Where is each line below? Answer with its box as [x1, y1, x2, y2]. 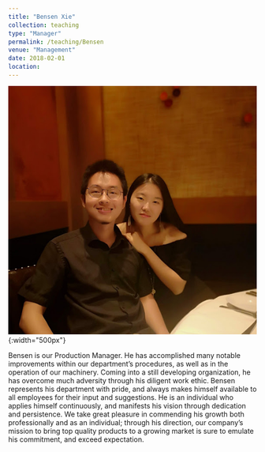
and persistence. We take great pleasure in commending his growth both [8, 409, 244, 419]
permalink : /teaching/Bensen [8, 38, 104, 46]
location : [8, 63, 41, 71]
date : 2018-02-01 [8, 55, 65, 62]
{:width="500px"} [8, 336, 66, 345]
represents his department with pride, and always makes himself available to [8, 384, 257, 394]
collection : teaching [8, 21, 80, 29]
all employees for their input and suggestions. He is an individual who [8, 393, 234, 402]
